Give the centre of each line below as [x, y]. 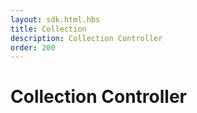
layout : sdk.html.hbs [55, 19]
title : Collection [48, 29]
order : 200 [33, 47]
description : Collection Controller [86, 38]
